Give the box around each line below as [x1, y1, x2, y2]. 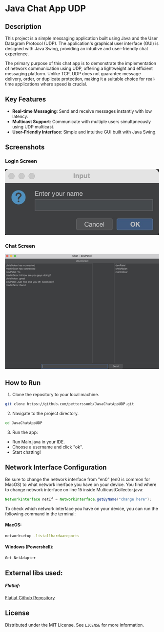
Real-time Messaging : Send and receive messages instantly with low [12, 108, 152, 114]
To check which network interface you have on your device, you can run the [5, 506, 159, 511]
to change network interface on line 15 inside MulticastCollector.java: [5, 486, 144, 492]
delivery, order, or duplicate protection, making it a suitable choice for [5, 76, 145, 82]
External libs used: [5, 569, 63, 577]
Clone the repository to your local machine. [12, 392, 99, 398]
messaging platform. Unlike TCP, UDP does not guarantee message [5, 71, 141, 76]
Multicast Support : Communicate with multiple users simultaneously [12, 118, 151, 125]
